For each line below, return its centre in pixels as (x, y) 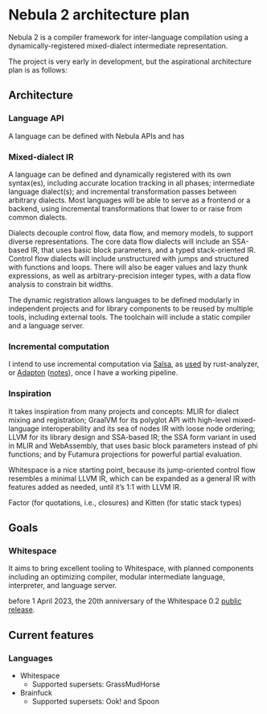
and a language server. (46, 325)
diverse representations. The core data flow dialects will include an (119, 241)
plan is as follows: (38, 69)
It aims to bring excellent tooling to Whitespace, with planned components (131, 568)
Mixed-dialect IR (41, 157)
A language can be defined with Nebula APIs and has (97, 136)
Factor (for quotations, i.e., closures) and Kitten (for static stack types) (125, 503)
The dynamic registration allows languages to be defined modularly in (124, 299)
